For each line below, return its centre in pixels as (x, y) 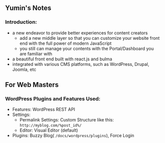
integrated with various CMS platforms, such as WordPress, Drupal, (81, 64)
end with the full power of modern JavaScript (66, 43)
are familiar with (36, 54)
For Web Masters (32, 85)
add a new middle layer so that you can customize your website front (90, 38)
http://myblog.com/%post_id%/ (51, 126)
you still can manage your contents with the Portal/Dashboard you (87, 48)
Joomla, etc (24, 69)
